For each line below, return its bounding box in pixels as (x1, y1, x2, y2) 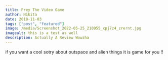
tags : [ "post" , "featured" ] (5, 21, 65, 26)
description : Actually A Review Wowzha (5, 35, 90, 40)
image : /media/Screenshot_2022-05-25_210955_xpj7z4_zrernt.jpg (5, 26, 142, 31)
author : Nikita (5, 12, 37, 17)
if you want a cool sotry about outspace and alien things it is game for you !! (5, 48, 163, 55)
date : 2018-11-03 (5, 16, 42, 21)
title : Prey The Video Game (5, 7, 65, 12)
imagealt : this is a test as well (5, 30, 78, 35)
